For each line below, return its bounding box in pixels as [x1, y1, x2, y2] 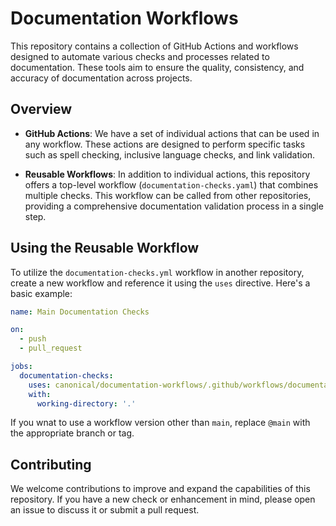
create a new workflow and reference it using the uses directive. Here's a [10, 277, 311, 289]
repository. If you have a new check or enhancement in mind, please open [10, 493, 316, 506]
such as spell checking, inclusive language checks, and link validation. [24, 148, 316, 161]
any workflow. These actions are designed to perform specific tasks [24, 138, 306, 150]
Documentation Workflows [10, 7, 239, 30]
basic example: [10, 287, 73, 299]
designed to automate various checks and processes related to [10, 50, 270, 62]
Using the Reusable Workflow [10, 240, 200, 257]
